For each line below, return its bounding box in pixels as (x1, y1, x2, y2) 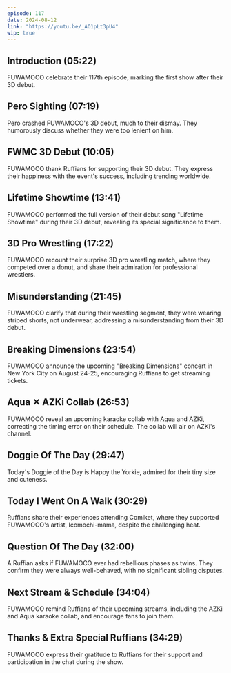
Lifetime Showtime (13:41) (7, 192, 121, 204)
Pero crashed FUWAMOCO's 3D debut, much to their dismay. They (7, 119, 198, 127)
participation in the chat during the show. (7, 657, 124, 666)
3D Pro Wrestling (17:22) (7, 237, 114, 249)
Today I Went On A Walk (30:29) (7, 495, 148, 507)
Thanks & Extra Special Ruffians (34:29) (7, 632, 183, 644)
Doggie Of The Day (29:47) (7, 449, 125, 461)
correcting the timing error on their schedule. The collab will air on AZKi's (7, 422, 216, 430)
